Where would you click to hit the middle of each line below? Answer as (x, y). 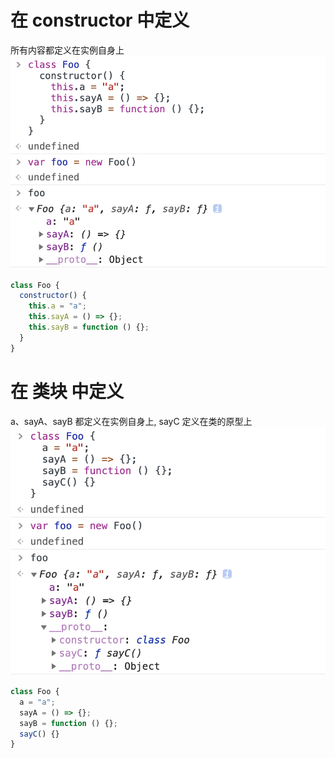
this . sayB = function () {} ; (89, 327)
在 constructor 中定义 (100, 20)
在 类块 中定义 (67, 391)
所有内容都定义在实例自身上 (67, 50)
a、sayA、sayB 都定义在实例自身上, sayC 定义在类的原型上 (131, 421)
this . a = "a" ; (57, 306)
